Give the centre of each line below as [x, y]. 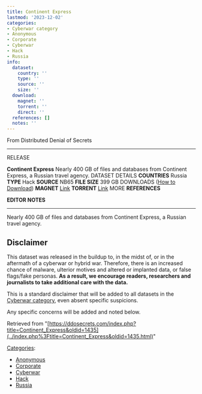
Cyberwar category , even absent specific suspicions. [73, 300]
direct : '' [31, 112]
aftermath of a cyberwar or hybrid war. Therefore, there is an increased [95, 263]
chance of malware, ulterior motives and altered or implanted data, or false [99, 269]
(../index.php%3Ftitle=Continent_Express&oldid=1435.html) [80, 336]
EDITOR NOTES [26, 200]
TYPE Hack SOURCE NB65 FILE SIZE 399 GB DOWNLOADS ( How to [91, 182]
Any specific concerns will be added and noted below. [74, 312]
